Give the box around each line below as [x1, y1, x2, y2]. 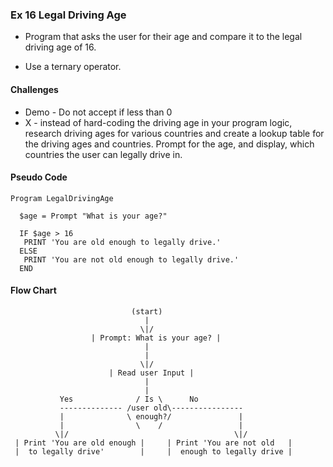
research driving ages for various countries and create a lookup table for [24, 127, 325, 139]
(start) [131, 306, 163, 317]
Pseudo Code [10, 171, 68, 183]
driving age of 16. [24, 41, 97, 53]
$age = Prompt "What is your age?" [19, 211, 168, 221]
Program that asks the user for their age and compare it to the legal [24, 31, 303, 43]
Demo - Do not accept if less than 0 [24, 106, 173, 118]
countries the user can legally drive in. [24, 148, 183, 160]
